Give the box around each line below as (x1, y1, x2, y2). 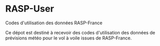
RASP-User (5, 3, 55, 15)
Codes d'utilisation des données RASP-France (5, 20, 103, 26)
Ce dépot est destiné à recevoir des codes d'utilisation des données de (5, 29, 155, 35)
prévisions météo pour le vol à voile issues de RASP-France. (5, 35, 132, 41)
